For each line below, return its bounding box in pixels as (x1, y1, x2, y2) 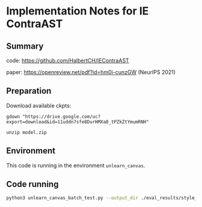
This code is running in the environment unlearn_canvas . (6, 161, 145, 169)
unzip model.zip (6, 129, 47, 135)
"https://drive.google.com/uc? (22, 113, 101, 120)
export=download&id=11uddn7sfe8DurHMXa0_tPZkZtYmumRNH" (6, 119, 149, 125)
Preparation (6, 86, 52, 96)
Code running (6, 179, 59, 190)
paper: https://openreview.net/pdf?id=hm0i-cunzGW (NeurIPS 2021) (6, 69, 176, 76)
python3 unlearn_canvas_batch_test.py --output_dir (6, 195, 138, 201)
